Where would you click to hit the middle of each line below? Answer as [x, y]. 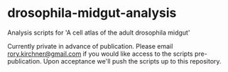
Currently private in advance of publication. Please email [90, 46]
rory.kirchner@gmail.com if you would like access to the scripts [100, 54]
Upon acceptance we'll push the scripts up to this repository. [132, 61]
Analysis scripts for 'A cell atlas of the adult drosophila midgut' [99, 32]
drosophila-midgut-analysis [92, 13]
